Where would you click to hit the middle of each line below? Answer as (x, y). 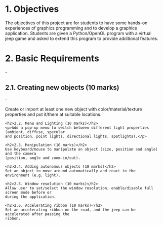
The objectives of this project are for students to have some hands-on (76, 23)
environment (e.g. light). (33, 175)
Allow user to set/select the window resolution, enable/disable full (79, 188)
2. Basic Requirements (52, 58)
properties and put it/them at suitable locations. (53, 114)
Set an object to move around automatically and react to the (70, 171)
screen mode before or (28, 192)
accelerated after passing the (37, 214)
